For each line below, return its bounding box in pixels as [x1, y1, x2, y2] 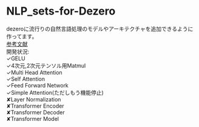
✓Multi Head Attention [6, 69, 62, 76]
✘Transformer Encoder [6, 102, 65, 109]
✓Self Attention [6, 75, 46, 83]
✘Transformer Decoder [6, 108, 65, 116]
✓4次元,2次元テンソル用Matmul [6, 62, 86, 69]
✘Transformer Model [6, 115, 59, 122]
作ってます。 [6, 32, 38, 40]
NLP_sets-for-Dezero [6, 4, 116, 18]
